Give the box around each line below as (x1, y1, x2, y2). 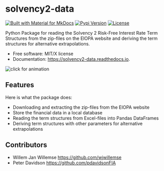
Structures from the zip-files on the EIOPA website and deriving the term (5, 35, 158, 41)
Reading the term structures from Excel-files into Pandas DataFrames (12, 115, 159, 121)
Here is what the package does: (5, 94, 73, 100)
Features (5, 81, 34, 89)
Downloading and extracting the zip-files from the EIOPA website (12, 104, 150, 110)
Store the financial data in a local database (12, 109, 103, 115)
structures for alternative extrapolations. (5, 40, 90, 46)
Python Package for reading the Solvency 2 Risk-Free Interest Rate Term (5, 30, 158, 36)
